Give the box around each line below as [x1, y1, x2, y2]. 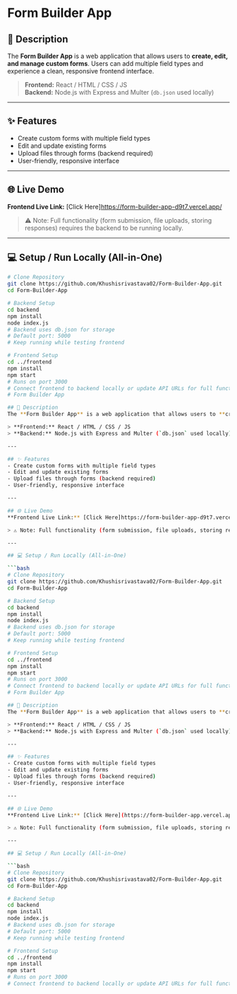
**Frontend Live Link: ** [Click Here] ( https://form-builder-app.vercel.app [7, 812, 235, 819]
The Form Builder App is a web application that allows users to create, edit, [7, 52, 228, 60]
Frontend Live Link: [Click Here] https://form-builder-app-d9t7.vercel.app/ [7, 202, 222, 211]
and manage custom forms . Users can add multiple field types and [7, 59, 203, 68]
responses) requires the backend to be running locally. [24, 223, 184, 232]
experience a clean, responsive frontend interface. [7, 67, 154, 75]
